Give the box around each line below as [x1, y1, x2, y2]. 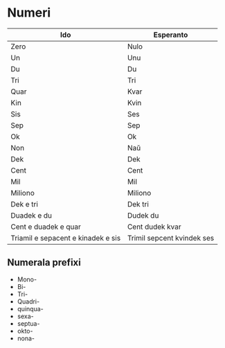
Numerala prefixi [7, 256, 81, 268]
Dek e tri [10, 199, 38, 209]
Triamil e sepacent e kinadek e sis [10, 233, 121, 243]
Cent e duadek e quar [10, 222, 81, 232]
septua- [17, 319, 40, 327]
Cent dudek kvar [127, 222, 181, 232]
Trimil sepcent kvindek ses [127, 233, 215, 243]
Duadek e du [10, 210, 53, 220]
